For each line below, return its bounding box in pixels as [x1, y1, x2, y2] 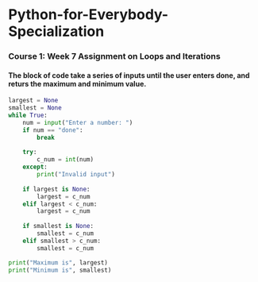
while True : [8, 111, 48, 120]
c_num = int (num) [37, 156, 94, 164]
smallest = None [8, 104, 62, 112]
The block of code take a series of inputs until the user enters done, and [8, 70, 250, 80]
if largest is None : [22, 185, 90, 193]
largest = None [8, 97, 59, 105]
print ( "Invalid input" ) [37, 171, 115, 179]
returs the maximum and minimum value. [8, 79, 147, 88]
